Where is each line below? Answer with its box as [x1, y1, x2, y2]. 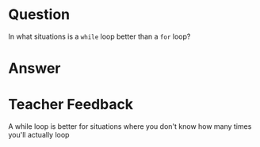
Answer [8, 59, 61, 77]
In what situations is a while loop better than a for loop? [8, 32, 191, 41]
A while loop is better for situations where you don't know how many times [8, 122, 252, 131]
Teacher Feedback [8, 96, 133, 114]
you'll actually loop [8, 130, 70, 140]
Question [8, 6, 70, 24]
